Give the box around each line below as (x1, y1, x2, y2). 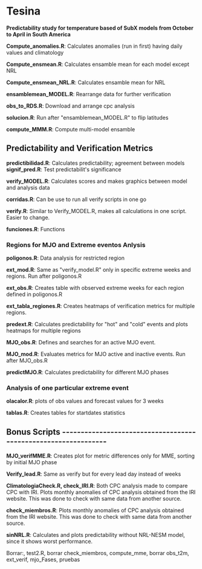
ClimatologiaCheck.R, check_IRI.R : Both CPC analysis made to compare (6, 482, 188, 490)
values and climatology (6, 48, 64, 56)
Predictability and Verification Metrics (6, 143, 153, 154)
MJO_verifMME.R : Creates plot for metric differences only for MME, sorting (6, 452, 195, 459)
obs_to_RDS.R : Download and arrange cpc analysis (6, 102, 135, 110)
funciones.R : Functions (6, 225, 65, 232)
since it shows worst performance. (6, 538, 93, 545)
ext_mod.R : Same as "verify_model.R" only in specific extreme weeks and (6, 266, 191, 274)
